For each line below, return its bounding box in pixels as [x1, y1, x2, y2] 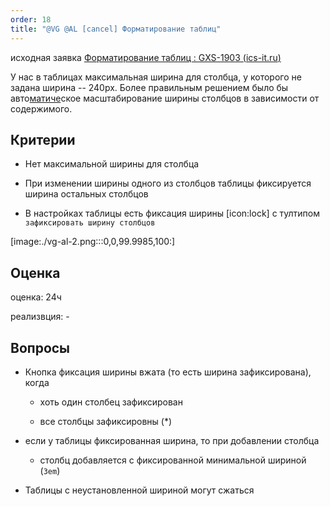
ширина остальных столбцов [24, 188, 149, 200]
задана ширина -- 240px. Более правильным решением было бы [10, 81, 289, 93]
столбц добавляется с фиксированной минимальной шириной [39, 454, 307, 466]
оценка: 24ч [10, 291, 62, 303]
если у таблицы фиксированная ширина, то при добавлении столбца [24, 434, 320, 446]
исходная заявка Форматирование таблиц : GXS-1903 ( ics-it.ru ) [10, 51, 282, 63]
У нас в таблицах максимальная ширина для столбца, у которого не [10, 71, 302, 83]
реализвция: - [10, 311, 70, 323]
